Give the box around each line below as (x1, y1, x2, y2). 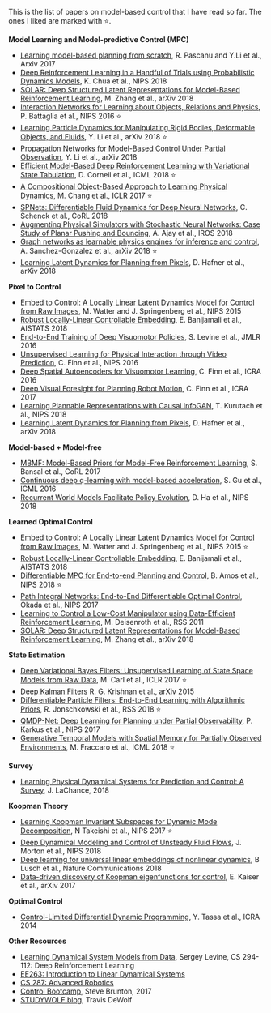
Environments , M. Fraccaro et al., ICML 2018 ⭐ (19, 742, 176, 752)
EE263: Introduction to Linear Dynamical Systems (19, 969, 186, 979)
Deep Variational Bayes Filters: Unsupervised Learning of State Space (19, 666, 253, 675)
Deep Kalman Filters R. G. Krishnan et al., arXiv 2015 (19, 686, 194, 696)
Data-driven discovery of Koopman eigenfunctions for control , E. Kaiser (19, 872, 260, 882)
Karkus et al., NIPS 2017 (19, 724, 100, 734)
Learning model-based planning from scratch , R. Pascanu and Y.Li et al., (19, 50, 262, 60)
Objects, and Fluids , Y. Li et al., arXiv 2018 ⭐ (19, 132, 167, 141)
